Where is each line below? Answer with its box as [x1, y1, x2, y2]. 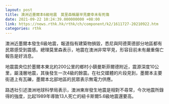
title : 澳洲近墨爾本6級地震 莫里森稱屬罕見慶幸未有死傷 [5, 12, 110, 17]
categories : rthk [5, 26, 42, 31]
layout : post [5, 7, 33, 13]
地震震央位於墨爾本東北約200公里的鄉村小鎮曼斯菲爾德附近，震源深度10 [5, 64, 155, 70]
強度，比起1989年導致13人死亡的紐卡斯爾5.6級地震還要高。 [14, 93, 137, 99]
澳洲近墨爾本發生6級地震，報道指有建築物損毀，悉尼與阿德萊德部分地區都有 [5, 41, 162, 47]
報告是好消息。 [5, 53, 36, 59]
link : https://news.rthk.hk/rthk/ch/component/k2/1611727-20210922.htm [5, 21, 158, 27]
